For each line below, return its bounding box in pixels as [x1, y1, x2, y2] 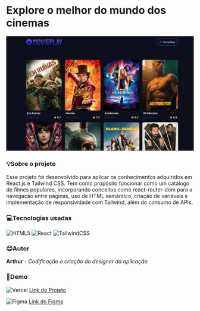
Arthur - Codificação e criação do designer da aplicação [6, 258, 148, 265]
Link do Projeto [29, 286, 67, 293]
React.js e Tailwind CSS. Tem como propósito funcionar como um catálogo [6, 180, 190, 187]
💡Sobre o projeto [6, 160, 56, 168]
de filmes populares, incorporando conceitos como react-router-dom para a [6, 186, 193, 193]
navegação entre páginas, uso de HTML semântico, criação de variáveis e [6, 192, 188, 199]
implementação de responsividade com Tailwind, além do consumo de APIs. [6, 199, 193, 206]
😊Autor [6, 244, 30, 253]
